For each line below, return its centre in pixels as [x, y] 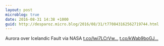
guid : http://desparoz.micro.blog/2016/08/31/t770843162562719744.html [82, 24]
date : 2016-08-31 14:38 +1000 [37, 19]
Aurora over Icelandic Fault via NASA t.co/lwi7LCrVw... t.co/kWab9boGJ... [82, 38]
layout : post [19, 10]
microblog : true [22, 15]
